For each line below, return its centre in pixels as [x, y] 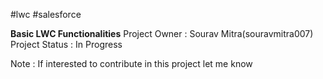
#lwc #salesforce [46, 14]
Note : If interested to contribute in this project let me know [131, 63]
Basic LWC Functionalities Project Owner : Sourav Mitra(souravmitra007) [162, 33]
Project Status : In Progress [66, 44]
